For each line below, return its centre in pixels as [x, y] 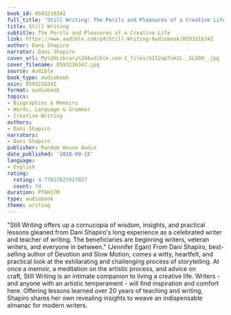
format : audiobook [33, 90]
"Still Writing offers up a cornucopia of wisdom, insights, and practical [106, 225]
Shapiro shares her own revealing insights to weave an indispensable [105, 298]
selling [16, 254]
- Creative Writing [35, 116]
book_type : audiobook [38, 77]
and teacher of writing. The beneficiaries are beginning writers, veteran [108, 239]
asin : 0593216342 [32, 84]
